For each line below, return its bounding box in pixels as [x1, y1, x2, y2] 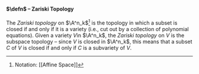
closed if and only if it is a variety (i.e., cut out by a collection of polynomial [6, 25, 190, 32]
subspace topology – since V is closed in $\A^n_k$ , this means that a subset [6, 38, 192, 45]
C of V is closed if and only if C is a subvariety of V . [6, 44, 132, 51]
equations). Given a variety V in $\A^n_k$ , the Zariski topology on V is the [6, 32, 185, 39]
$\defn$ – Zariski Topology [6, 5, 74, 12]
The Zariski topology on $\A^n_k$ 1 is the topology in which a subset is [6, 18, 178, 26]
